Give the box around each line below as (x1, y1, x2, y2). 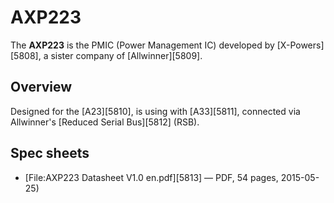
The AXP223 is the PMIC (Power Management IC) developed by (10, 39, 275, 51)
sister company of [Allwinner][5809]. (50, 49, 203, 61)
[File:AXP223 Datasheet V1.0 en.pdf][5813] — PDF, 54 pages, (24, 171, 279, 183)
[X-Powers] (276, 39, 325, 51)
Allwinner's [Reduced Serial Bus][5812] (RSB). (10, 116, 200, 128)
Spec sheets (10, 145, 90, 162)
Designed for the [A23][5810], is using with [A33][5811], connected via (10, 105, 301, 117)
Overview (10, 79, 73, 96)
